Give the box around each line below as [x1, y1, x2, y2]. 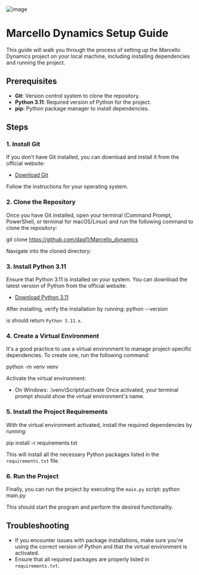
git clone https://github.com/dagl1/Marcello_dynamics [6, 236, 138, 243]
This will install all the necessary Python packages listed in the [6, 451, 160, 458]
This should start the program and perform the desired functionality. [6, 503, 174, 511]
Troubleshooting [6, 521, 70, 531]
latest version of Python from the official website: [6, 282, 127, 290]
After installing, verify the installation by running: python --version [6, 305, 168, 313]
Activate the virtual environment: [6, 375, 86, 382]
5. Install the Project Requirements [6, 408, 108, 416]
